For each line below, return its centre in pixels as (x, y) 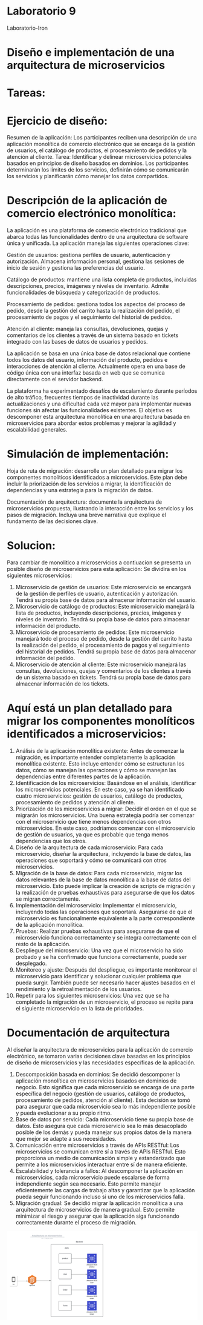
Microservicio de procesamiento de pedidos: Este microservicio (95, 632)
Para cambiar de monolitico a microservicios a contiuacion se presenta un (99, 562)
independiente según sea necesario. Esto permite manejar (88, 1184)
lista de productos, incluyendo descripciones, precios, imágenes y (98, 613)
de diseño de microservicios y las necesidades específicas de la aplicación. (101, 1063)
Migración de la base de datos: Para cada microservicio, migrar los (99, 873)
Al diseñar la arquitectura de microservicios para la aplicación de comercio (100, 1049)
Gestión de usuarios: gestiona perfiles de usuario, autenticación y (89, 255)
